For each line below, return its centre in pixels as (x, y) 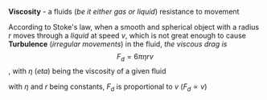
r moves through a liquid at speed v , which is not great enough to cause (127, 36)
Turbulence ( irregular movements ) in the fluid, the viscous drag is (118, 44)
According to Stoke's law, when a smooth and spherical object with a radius (134, 27)
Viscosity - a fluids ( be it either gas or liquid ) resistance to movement (124, 12)
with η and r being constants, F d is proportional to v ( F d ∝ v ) (108, 87)
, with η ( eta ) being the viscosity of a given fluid (87, 70)
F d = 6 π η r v (135, 58)
